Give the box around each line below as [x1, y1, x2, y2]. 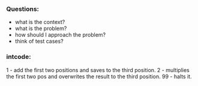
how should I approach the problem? [14, 31, 106, 38]
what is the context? [14, 19, 65, 26]
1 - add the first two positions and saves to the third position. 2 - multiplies [6, 66, 190, 73]
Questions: [6, 5, 40, 13]
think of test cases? [14, 38, 64, 45]
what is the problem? [14, 25, 67, 32]
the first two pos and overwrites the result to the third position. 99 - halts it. [6, 73, 192, 80]
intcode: [6, 53, 31, 61]
